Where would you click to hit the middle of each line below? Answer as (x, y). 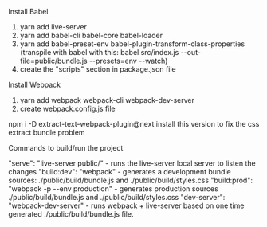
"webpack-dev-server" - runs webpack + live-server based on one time (126, 205)
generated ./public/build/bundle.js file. (71, 214)
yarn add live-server (53, 27)
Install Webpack (35, 84)
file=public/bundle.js (53, 61)
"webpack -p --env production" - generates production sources (114, 189)
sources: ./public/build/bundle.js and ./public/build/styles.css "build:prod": (131, 180)
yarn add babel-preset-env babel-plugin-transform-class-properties (132, 44)
